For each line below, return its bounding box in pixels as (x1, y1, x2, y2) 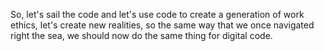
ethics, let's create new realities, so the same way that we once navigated (10, 19, 315, 31)
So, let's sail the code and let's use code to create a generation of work (10, 9, 305, 20)
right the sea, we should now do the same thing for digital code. (10, 30, 273, 41)
